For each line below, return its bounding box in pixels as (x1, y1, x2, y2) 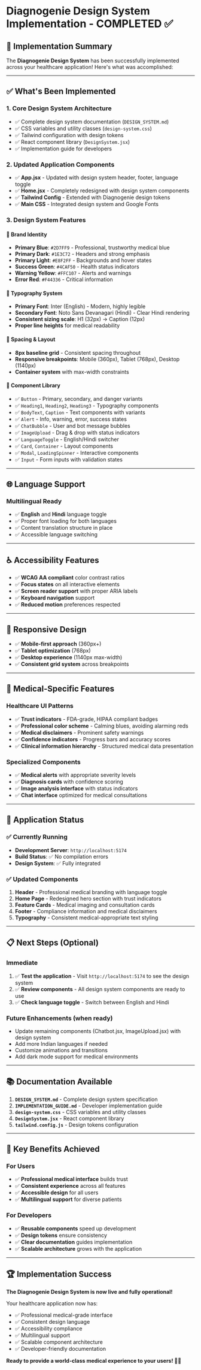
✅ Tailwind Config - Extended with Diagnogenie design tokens (14, 194, 170, 201)
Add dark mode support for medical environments (14, 1053, 139, 1060)
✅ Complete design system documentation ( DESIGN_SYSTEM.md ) (14, 118, 169, 125)
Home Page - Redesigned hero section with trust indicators (14, 895, 162, 902)
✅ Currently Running (6, 833, 68, 841)
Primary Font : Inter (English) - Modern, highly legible (14, 303, 146, 310)
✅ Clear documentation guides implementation (14, 1238, 133, 1245)
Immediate (6, 959, 38, 967)
